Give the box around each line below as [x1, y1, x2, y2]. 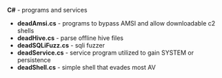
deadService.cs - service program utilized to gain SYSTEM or [17, 48, 194, 57]
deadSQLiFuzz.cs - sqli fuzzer [17, 41, 105, 49]
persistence [17, 56, 52, 64]
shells [17, 27, 34, 35]
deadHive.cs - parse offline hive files [17, 34, 124, 42]
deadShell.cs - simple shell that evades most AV [17, 64, 157, 71]
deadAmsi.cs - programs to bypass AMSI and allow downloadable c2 [17, 19, 216, 27]
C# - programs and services [7, 6, 88, 14]
